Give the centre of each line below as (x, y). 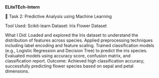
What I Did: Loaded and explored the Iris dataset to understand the (72, 35)
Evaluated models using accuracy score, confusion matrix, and (68, 56)
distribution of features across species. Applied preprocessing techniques (79, 40)
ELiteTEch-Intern (23, 7)
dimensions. (17, 71)
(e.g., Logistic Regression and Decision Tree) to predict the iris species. (76, 51)
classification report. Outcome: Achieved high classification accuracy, (75, 61)
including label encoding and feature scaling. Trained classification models (79, 45)
